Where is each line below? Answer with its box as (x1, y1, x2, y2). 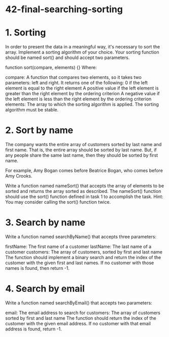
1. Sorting (5, 27, 46, 39)
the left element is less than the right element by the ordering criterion (5, 96, 152, 102)
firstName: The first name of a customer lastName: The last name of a (5, 243, 152, 249)
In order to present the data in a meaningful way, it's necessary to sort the (5, 44, 160, 50)
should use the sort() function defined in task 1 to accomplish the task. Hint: (5, 193, 163, 200)
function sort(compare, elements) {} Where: (5, 65, 97, 71)
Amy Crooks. (5, 173, 32, 179)
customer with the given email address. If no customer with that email (5, 320, 151, 326)
